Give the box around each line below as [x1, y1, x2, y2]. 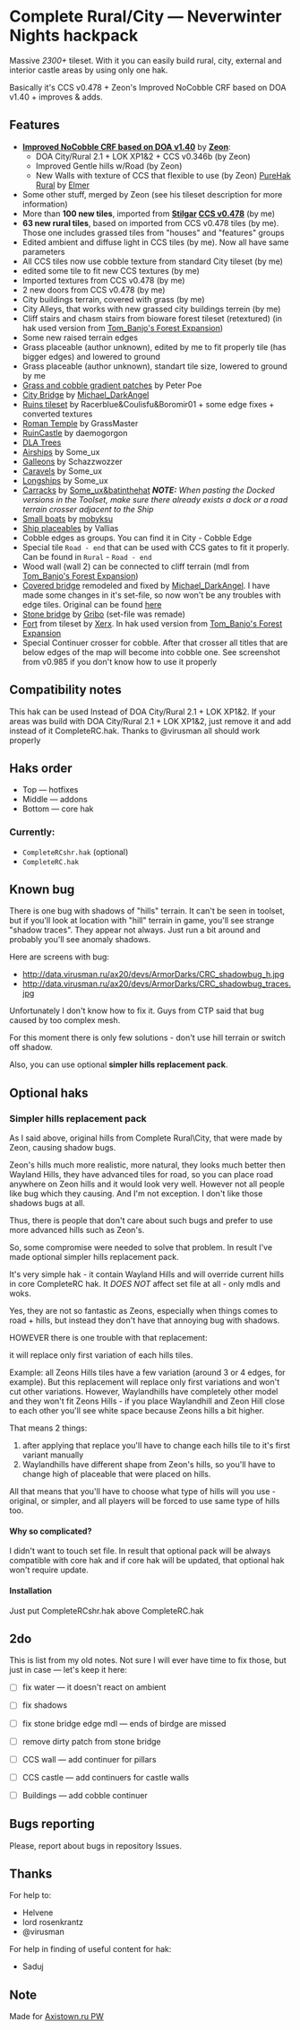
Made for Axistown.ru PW [9, 2011, 105, 2022]
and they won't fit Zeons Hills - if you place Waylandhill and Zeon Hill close [9, 1396, 285, 1406]
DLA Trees [21, 437, 62, 448]
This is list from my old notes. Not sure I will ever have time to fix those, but [9, 1655, 287, 1666]
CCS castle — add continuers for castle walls [21, 1772, 190, 1782]
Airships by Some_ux [21, 446, 100, 457]
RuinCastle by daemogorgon [21, 427, 128, 438]
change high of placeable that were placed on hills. [21, 1469, 211, 1480]
